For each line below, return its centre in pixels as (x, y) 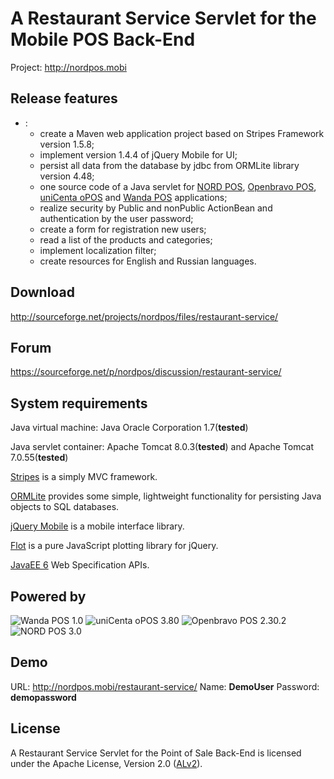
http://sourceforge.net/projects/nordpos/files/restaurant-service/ (144, 316)
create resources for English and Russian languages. (148, 261)
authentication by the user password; (116, 218)
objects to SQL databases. (65, 507)
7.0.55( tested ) (39, 458)
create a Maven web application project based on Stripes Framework (182, 133)
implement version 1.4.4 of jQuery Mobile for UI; (138, 154)
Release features (64, 98)
